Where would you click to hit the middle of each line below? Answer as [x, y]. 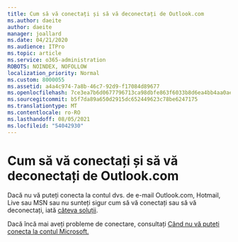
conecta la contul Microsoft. [48, 231]
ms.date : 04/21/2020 [38, 40]
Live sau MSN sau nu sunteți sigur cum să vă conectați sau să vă [102, 203]
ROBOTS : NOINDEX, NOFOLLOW [47, 67]
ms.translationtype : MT [42, 106]
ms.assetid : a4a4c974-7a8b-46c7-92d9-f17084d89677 [84, 86]
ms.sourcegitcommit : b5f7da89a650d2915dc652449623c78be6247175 [103, 100]
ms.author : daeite [34, 21]
